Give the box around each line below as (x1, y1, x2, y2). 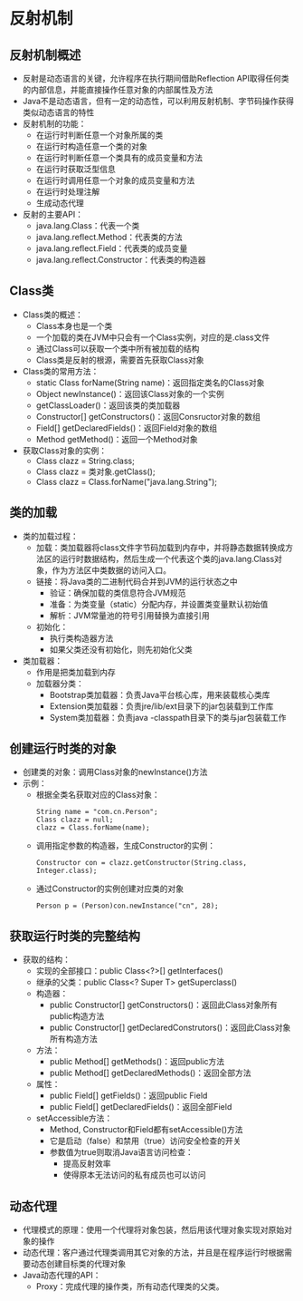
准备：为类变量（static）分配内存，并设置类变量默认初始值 (49, 598, 269, 609)
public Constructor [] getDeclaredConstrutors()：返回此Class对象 (49, 1022, 291, 1034)
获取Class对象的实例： (22, 445, 108, 456)
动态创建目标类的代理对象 (30, 1258, 127, 1269)
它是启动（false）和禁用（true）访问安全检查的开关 (49, 1135, 241, 1147)
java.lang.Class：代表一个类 (35, 220, 140, 231)
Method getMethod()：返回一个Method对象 (35, 433, 198, 444)
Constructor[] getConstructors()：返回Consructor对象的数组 (35, 411, 260, 422)
